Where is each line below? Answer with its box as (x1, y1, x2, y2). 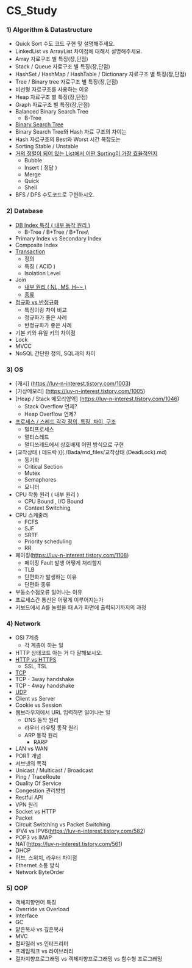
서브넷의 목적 (15, 760, 47, 767)
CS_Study (6, 4, 58, 18)
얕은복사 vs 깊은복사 (15, 925, 64, 933)
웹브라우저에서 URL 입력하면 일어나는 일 (15, 709, 111, 716)
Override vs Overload (15, 905, 69, 912)
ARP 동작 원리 (24, 732, 58, 739)
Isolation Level (24, 269, 61, 276)
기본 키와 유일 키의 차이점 (15, 329, 76, 336)
